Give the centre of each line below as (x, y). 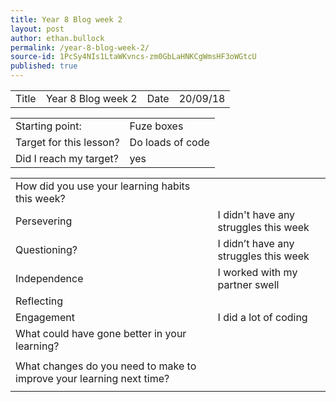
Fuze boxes (156, 126)
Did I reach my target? (67, 158)
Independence (49, 278)
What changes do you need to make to (106, 366)
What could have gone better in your (101, 333)
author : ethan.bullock (57, 38)
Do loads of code (169, 142)
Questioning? (46, 249)
